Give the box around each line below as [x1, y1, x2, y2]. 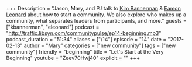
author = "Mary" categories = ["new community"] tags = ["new [23, 42, 176, 49]
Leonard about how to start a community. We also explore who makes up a [6, 11, 186, 18]
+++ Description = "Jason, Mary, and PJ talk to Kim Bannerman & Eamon [6, 5, 181, 12]
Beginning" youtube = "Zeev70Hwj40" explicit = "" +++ [6, 55, 140, 61]
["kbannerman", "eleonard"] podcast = [6, 23, 100, 30]
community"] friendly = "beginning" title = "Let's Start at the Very [6, 48, 164, 55]
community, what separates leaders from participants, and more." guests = [6, 17, 187, 24]
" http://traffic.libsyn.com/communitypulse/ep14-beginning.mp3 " [6, 30, 162, 37]
